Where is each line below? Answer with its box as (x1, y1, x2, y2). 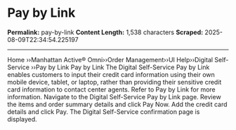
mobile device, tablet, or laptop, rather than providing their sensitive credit (7, 78, 222, 86)
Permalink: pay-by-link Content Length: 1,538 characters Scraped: (7, 28, 204, 36)
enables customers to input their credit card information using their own (7, 70, 216, 78)
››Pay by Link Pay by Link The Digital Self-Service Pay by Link (30, 63, 210, 71)
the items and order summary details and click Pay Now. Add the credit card (7, 100, 228, 108)
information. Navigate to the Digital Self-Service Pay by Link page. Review (7, 92, 221, 101)
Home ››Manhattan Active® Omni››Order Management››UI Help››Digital (7, 55, 213, 64)
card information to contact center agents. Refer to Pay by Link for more (7, 85, 216, 94)
